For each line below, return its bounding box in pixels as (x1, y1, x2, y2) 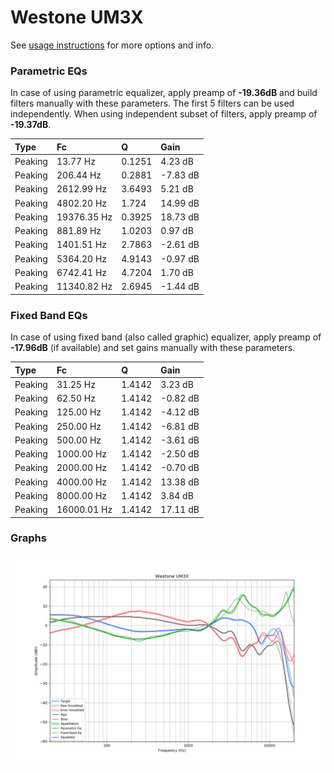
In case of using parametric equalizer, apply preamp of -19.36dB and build (10, 87, 318, 99)
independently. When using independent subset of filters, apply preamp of (10, 108, 318, 120)
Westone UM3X (10, 6, 144, 29)
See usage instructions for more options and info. (10, 39, 215, 51)
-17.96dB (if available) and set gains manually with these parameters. (10, 342, 296, 354)
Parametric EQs (10, 64, 88, 78)
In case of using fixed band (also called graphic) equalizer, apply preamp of (10, 331, 322, 343)
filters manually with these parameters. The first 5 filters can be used (10, 97, 295, 110)
